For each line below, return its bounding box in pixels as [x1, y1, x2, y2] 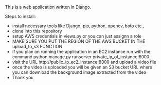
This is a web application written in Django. [5, 4, 91, 10]
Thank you [12, 75, 34, 80]
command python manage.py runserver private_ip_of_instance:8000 [12, 54, 150, 60]
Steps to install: [5, 14, 36, 19]
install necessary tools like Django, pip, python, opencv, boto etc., [12, 23, 144, 29]
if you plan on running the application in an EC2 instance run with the [12, 49, 151, 54]
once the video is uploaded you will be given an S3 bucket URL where [12, 64, 152, 70]
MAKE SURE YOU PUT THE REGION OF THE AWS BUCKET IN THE [12, 38, 145, 44]
